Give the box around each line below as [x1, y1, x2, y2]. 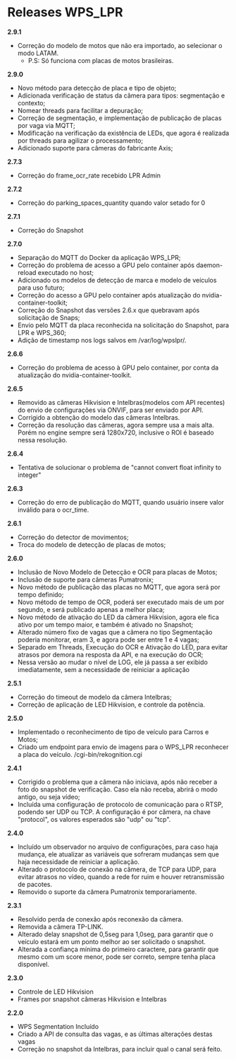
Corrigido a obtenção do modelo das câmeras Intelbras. [17, 413, 180, 421]
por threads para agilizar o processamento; [17, 136, 143, 145]
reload [17, 268, 37, 276]
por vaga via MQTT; [17, 121, 75, 129]
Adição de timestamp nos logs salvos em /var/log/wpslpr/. [17, 336, 187, 344]
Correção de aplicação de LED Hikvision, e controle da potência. [17, 700, 206, 709]
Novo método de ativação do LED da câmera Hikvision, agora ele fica [17, 613, 220, 621]
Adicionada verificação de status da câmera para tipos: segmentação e [17, 91, 225, 100]
